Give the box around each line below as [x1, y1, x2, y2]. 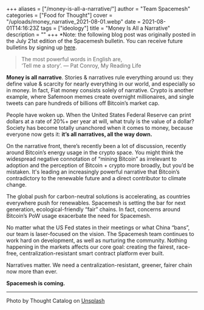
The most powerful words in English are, [21, 56, 123, 62]
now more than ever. [6, 268, 58, 275]
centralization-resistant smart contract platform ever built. [19, 250, 165, 257]
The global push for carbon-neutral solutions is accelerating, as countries [6, 193, 191, 200]
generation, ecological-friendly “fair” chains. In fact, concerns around [6, 206, 181, 213]
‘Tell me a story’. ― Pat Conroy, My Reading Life [21, 62, 141, 69]
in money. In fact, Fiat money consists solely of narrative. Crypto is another [6, 87, 194, 93]
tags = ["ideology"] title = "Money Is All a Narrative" [40, 24, 171, 32]
